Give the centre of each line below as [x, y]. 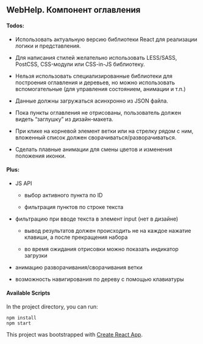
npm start [19, 323]
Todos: [15, 25]
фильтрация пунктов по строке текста [74, 207]
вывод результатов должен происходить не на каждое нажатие [108, 230]
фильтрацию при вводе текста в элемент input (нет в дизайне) [97, 219]
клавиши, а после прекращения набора [76, 237]
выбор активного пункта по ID [63, 195]
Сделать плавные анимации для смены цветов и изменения [94, 149]
